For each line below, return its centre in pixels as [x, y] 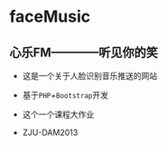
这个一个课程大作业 [58, 114]
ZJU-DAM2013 [50, 132]
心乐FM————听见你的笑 [83, 52]
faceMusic [50, 17]
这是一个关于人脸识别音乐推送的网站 [90, 76]
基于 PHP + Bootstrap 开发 [65, 95]
